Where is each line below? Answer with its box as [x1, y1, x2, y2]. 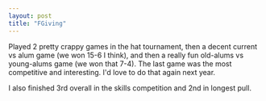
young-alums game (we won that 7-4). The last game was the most [8, 58, 232, 69]
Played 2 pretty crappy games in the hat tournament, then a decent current [8, 41, 258, 51]
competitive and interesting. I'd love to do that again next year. [8, 67, 216, 77]
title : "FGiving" [8, 19, 67, 27]
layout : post [8, 11, 52, 20]
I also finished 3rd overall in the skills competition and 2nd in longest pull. [8, 82, 252, 93]
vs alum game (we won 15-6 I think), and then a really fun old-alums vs [8, 50, 244, 60]
